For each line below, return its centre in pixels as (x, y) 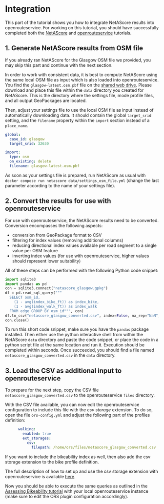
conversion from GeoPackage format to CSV (57, 235)
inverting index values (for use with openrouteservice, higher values (81, 256)
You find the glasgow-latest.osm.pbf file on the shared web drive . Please (79, 85)
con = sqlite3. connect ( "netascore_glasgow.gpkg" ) (57, 288)
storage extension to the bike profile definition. (52, 462)
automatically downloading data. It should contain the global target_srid (78, 115)
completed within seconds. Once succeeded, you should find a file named (80, 350)
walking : (27, 429)
